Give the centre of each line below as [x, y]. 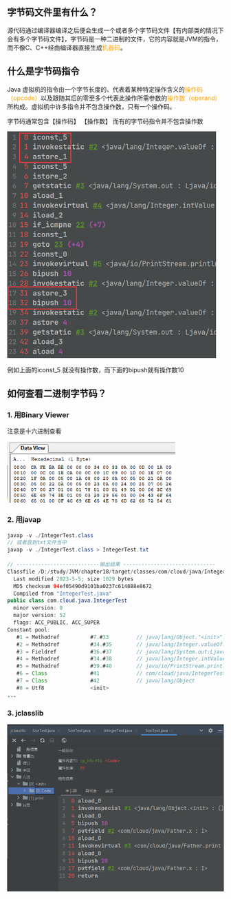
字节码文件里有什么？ [52, 12]
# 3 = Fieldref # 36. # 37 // [79, 651]
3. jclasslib [25, 713]
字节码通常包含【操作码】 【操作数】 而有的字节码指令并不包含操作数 [105, 121]
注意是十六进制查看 [34, 431]
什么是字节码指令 [43, 71]
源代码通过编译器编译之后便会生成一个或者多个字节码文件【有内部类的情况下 [115, 30]
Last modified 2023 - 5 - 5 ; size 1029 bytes [74, 579]
